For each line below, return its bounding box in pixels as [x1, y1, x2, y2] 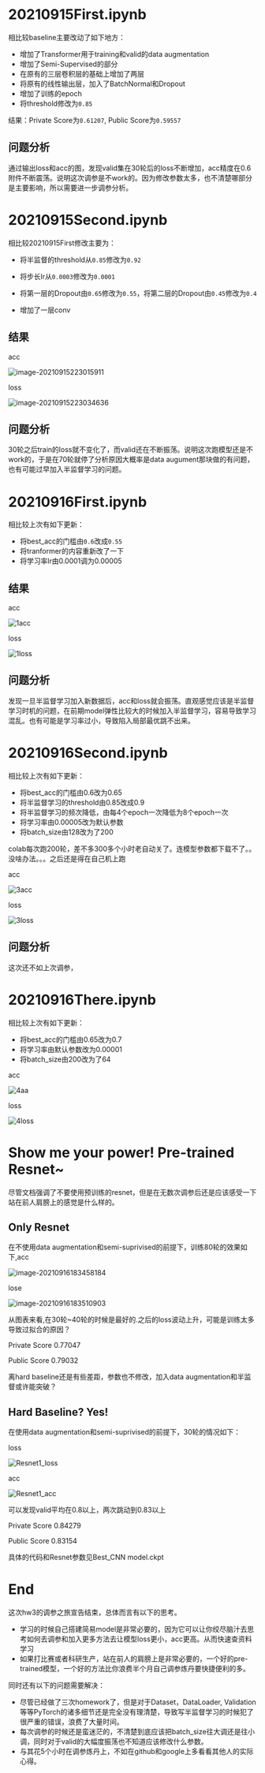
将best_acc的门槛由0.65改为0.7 [19, 1035, 122, 1044]
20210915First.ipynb [8, 6, 147, 24]
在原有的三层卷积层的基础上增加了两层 [19, 69, 144, 78]
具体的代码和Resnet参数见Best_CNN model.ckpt [8, 1552, 164, 1562]
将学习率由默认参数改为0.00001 [19, 1044, 122, 1054]
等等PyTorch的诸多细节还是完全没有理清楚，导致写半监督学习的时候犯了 [19, 1708, 254, 1717]
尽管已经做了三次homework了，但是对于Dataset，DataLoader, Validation [19, 1697, 256, 1707]
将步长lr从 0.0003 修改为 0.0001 [19, 271, 116, 281]
